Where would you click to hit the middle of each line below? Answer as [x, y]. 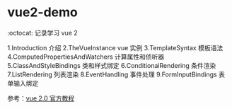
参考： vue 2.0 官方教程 [41, 98]
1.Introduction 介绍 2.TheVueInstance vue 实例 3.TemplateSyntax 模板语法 [115, 47]
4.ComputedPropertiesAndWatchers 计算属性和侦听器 [86, 57]
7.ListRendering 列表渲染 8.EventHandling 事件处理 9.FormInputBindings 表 [116, 74]
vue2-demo [42, 12]
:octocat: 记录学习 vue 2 [42, 33]
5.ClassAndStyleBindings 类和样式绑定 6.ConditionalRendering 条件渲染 [112, 65]
